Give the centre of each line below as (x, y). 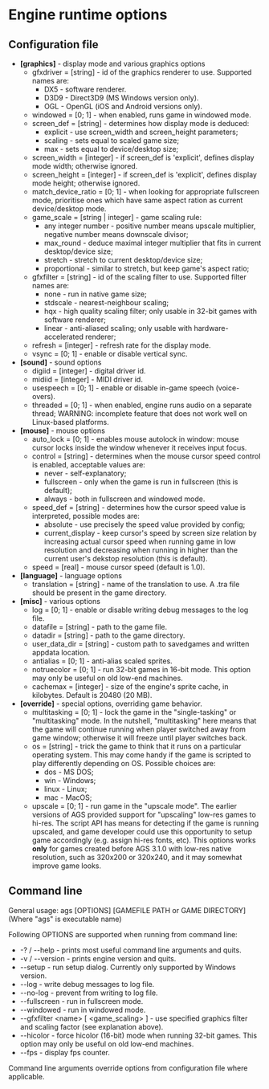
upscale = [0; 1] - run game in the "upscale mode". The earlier (134, 806)
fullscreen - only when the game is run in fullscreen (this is (141, 482)
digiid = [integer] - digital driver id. (89, 371)
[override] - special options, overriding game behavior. (111, 704)
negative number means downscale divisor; (116, 234)
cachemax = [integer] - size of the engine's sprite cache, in (130, 687)
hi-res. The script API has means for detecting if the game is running (145, 823)
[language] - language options (71, 575)
